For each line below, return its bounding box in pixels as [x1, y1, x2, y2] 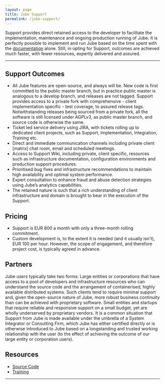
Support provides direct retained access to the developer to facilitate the [5, 30, 152, 36]
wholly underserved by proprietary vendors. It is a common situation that [5, 310, 153, 316]
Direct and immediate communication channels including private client [12, 140, 155, 146]
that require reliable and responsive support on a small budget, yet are [5, 305, 147, 311]
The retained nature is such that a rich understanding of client [12, 188, 137, 193]
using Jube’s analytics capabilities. [12, 182, 82, 188]
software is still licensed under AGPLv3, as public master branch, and [12, 114, 153, 120]
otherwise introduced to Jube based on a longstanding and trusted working [5, 325, 158, 331]
